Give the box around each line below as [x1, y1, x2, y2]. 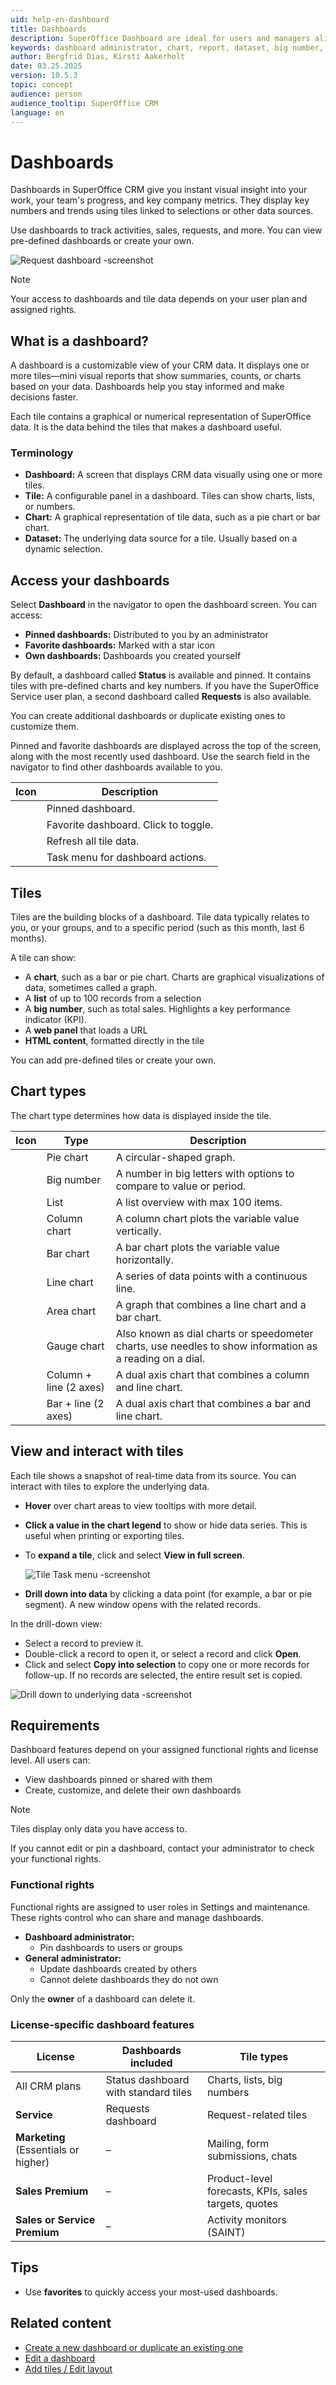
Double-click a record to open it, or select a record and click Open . [24, 1647, 302, 1660]
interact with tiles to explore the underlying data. [10, 1480, 210, 1492]
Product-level [206, 2172, 273, 2186]
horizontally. [115, 1252, 174, 1266]
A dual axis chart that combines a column [115, 1367, 310, 1381]
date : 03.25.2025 [10, 61, 83, 71]
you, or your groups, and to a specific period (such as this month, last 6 [10, 922, 305, 934]
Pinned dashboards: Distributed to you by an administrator [24, 629, 269, 641]
